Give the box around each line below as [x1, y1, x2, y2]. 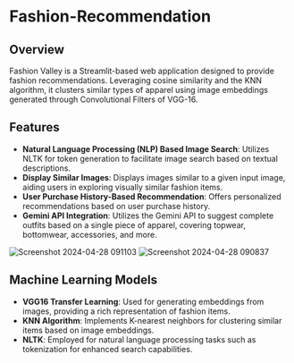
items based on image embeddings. [21, 325, 155, 335]
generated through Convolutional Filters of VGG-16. [9, 94, 198, 105]
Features [9, 120, 60, 135]
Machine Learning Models [9, 273, 158, 288]
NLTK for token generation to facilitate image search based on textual [21, 153, 279, 164]
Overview [9, 42, 65, 57]
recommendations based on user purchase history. [21, 200, 211, 211]
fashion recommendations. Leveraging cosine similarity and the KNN [9, 75, 262, 86]
